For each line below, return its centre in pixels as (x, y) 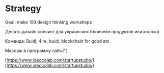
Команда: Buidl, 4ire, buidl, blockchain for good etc (57, 41)
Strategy (23, 9)
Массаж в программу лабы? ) (36, 50)
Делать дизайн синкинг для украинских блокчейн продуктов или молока (82, 31)
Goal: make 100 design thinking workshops (49, 22)
